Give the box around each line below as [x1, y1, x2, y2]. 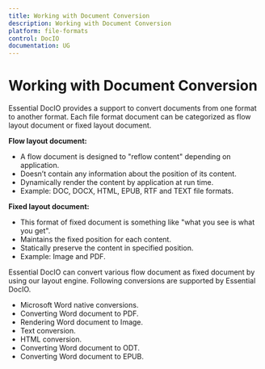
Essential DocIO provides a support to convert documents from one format [8, 103, 257, 113]
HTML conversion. [19, 334, 82, 344]
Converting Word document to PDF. [19, 308, 139, 319]
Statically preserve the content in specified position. [19, 243, 194, 253]
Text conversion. [19, 326, 76, 336]
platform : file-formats [8, 27, 89, 35]
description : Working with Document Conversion [8, 19, 172, 27]
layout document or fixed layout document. [8, 120, 152, 130]
